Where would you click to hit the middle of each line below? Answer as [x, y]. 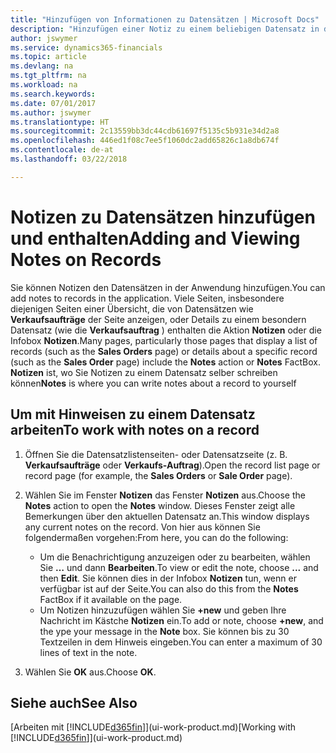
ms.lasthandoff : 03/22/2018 [69, 159]
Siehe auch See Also [74, 702]
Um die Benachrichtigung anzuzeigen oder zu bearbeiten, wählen [175, 557]
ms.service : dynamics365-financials [86, 47]
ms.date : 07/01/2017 [53, 103]
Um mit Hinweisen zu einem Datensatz [133, 414]
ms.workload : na [44, 85]
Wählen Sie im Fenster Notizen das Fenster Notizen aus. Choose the [165, 495]
